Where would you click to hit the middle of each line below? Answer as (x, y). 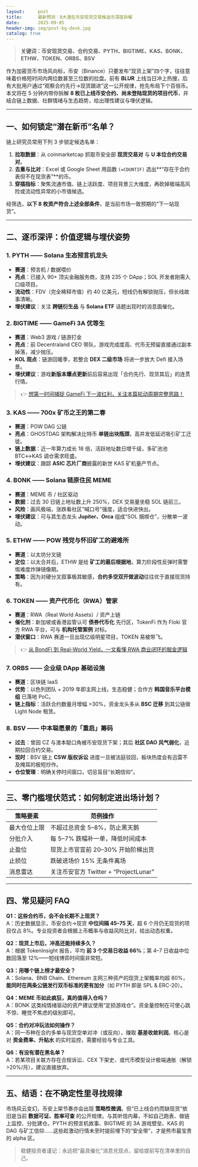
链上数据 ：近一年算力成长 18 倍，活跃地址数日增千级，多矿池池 (91, 449)
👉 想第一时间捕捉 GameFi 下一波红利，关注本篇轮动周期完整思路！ (102, 394)
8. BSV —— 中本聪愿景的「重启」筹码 (60, 728)
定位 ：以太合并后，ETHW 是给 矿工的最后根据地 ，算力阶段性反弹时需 (99, 562)
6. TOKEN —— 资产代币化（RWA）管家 (62, 601)
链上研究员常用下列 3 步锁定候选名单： (53, 142)
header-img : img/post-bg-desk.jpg (49, 28)
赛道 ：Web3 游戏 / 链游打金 (48, 337)
